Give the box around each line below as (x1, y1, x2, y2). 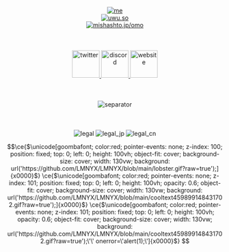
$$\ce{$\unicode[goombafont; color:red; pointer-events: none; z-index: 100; (7, 143, 223, 150)
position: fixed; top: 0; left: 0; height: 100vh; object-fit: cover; (10, 150, 182, 158)
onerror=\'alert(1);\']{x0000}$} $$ (95, 237, 190, 245)
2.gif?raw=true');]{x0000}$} (8, 201, 88, 208)
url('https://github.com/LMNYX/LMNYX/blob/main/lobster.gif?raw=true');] (10, 165, 219, 172)
